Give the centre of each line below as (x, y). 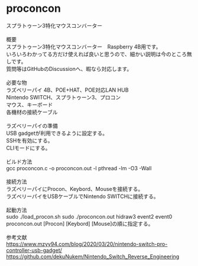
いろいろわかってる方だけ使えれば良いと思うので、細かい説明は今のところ (97, 54)
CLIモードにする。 (29, 148)
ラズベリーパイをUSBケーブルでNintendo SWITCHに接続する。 (83, 196)
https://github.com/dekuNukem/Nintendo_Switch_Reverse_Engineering (93, 257)
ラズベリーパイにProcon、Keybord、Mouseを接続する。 (75, 189)
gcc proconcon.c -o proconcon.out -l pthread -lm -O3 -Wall (79, 168)
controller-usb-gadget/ (34, 250)
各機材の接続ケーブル (32, 112)
